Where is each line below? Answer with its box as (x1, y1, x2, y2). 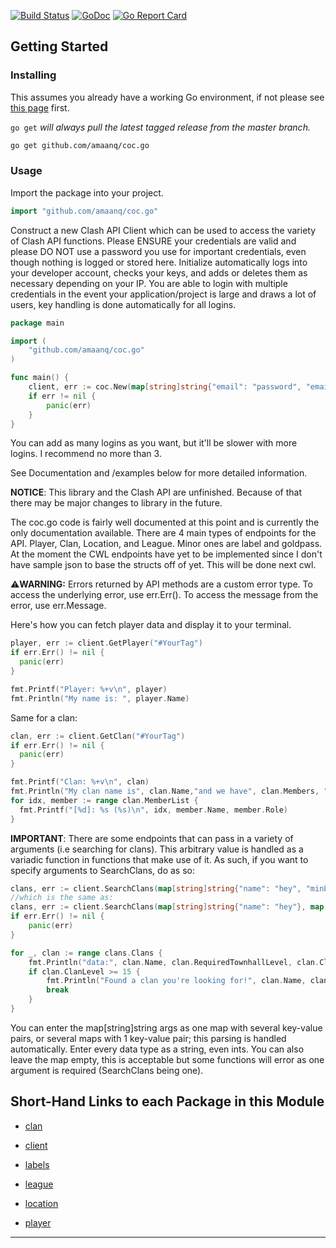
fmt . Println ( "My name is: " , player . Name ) (10, 693, 190, 704)
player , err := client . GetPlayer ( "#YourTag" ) (10, 638, 203, 649)
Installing (10, 68, 57, 82)
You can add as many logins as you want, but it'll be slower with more (10, 437, 298, 449)
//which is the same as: (10, 893, 114, 903)
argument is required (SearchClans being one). (10, 1064, 204, 1076)
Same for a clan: (10, 711, 78, 724)
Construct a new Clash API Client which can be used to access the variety (10, 224, 317, 236)
